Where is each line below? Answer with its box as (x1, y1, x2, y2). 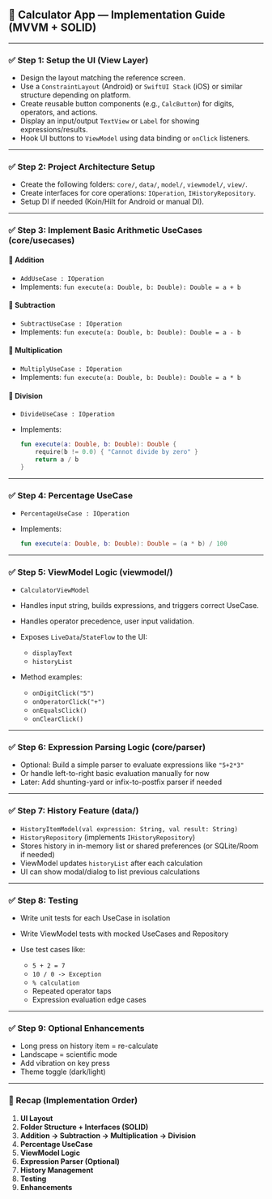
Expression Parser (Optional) (19, 1156, 120, 1166)
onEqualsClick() (32, 707, 87, 715)
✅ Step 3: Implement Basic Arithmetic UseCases (8, 225, 202, 236)
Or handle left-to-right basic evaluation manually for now (19, 769, 210, 778)
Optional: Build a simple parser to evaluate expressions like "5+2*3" (19, 760, 244, 770)
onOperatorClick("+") (32, 698, 105, 706)
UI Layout (19, 1113, 53, 1123)
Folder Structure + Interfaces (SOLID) (19, 1122, 149, 1132)
